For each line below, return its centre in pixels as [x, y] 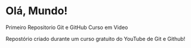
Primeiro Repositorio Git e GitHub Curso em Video [67, 27]
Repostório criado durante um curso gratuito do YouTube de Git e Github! [95, 39]
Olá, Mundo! [37, 11]
